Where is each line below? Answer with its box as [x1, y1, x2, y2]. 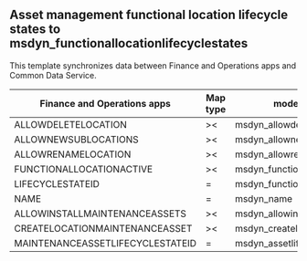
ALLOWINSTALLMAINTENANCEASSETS [14, 207, 187, 220]
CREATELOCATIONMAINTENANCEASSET [14, 222, 193, 235]
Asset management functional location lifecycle [9, 7, 289, 23]
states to [9, 22, 61, 37]
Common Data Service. [9, 69, 98, 80]
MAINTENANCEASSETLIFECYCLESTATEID [14, 236, 197, 249]
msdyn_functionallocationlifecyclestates [9, 36, 249, 51]
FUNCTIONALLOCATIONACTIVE [14, 162, 153, 175]
